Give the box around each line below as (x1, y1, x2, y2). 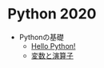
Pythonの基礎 (18, 32, 65, 42)
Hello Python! (30, 41, 76, 50)
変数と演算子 (30, 50, 74, 60)
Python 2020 (7, 5, 97, 23)
